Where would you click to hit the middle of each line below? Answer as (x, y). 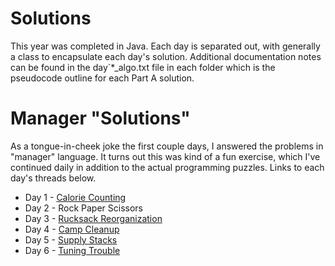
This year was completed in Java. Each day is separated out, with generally (165, 46)
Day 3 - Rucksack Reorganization (93, 218)
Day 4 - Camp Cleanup (72, 229)
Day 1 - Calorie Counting (75, 197)
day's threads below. (53, 178)
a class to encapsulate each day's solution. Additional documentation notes (166, 56)
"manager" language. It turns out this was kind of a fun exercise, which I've (165, 156)
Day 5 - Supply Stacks (71, 239)
